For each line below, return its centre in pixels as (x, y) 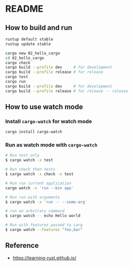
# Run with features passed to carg (44, 225)
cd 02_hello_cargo (25, 58)
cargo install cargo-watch (34, 132)
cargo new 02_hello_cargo (32, 53)
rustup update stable (28, 44)
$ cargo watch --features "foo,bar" (44, 230)
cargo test (17, 77)
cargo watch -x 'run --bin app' (39, 188)
